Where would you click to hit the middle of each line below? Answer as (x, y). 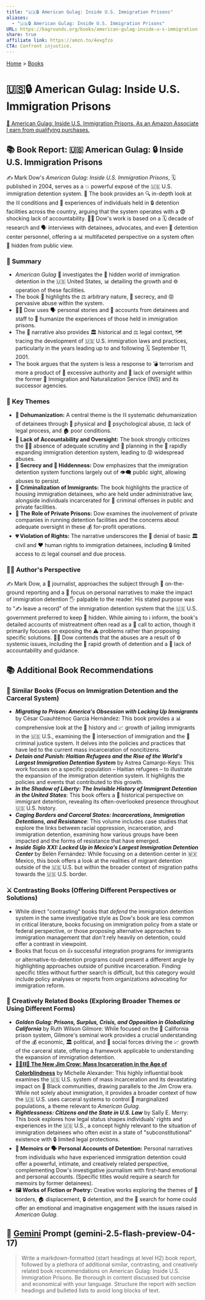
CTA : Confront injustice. (39, 46)
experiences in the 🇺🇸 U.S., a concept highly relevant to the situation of (106, 1125)
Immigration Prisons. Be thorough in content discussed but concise (106, 1277)
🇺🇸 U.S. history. (36, 808)
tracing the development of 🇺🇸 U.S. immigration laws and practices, (101, 341)
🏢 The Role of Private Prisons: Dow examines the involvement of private (106, 514)
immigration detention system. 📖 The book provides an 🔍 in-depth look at (99, 194)
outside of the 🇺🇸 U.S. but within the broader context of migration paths (106, 867)
